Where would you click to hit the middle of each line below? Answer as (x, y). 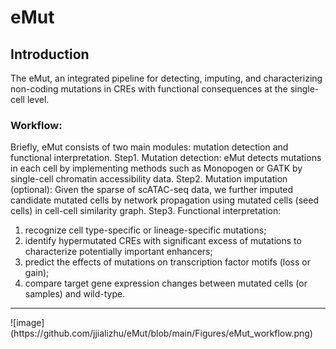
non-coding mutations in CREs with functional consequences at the (149, 89)
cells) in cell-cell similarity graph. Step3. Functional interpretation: (146, 211)
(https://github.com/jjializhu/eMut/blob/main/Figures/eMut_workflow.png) (161, 333)
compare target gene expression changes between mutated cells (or (166, 283)
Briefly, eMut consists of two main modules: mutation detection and (149, 147)
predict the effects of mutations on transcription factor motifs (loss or (167, 262)
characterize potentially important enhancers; (118, 252)
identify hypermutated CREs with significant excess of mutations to (163, 241)
